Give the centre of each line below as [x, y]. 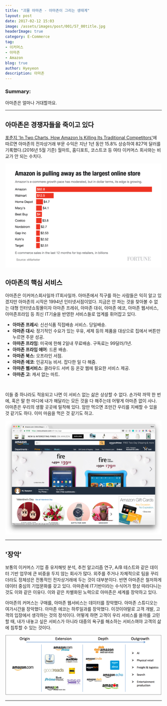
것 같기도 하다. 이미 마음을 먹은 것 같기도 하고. [49, 413]
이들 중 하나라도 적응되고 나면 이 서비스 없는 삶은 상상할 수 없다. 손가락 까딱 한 [81, 395]
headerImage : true [24, 32]
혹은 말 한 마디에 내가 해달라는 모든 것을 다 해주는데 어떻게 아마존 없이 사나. [84, 401]
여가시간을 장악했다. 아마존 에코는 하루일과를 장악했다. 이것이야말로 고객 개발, [80, 609]
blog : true [16, 63]
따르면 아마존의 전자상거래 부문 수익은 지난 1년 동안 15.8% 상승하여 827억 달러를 [83, 144]
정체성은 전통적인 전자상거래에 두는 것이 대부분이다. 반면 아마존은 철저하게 [90, 580]
